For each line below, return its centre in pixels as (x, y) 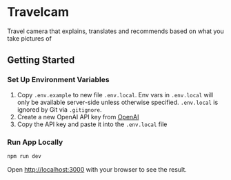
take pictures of (29, 38)
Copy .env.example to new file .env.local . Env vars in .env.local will (115, 94)
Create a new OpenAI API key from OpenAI (78, 117)
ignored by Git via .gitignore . (59, 109)
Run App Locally (35, 142)
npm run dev (24, 156)
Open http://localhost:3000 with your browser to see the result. (97, 169)
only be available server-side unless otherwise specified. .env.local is (118, 102)
